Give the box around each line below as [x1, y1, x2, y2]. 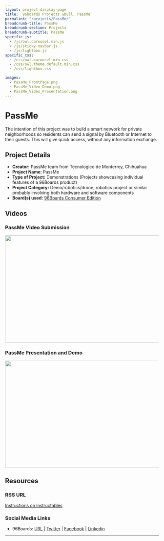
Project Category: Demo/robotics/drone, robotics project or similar [12, 185, 147, 191]
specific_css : [5, 52, 34, 58]
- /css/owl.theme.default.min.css [9, 62, 80, 67]
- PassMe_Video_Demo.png [9, 84, 60, 89]
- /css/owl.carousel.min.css [9, 57, 69, 62]
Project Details [5, 150, 51, 159]
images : [5, 75, 21, 80]
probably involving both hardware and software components [12, 190, 134, 196]
